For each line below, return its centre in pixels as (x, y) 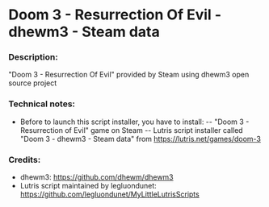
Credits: (25, 159)
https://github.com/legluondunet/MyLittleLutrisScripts (109, 194)
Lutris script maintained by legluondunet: (88, 186)
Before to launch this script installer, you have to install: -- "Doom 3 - (134, 122)
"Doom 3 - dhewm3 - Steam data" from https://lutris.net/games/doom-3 (140, 139)
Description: (33, 57)
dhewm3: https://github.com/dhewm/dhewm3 (97, 177)
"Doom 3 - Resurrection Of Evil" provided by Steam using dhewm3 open (129, 75)
